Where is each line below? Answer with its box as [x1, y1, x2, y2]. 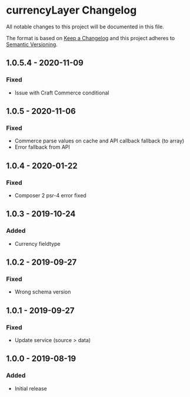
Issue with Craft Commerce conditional [14, 89, 109, 96]
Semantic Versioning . [6, 41, 58, 48]
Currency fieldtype [14, 240, 61, 247]
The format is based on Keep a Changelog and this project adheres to [6, 34, 175, 41]
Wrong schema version [14, 288, 71, 295]
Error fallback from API [14, 144, 71, 151]
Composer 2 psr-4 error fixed [14, 192, 86, 198]
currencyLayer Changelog [6, 4, 137, 17]
